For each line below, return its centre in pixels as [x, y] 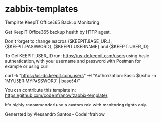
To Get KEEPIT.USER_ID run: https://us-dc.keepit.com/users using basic [77, 56]
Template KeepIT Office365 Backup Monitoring [52, 22]
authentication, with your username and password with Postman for [73, 61]
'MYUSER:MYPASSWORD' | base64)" [43, 81]
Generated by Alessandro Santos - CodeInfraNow [55, 114]
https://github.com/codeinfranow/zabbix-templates [56, 95]
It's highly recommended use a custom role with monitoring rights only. [76, 105]
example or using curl [27, 66]
